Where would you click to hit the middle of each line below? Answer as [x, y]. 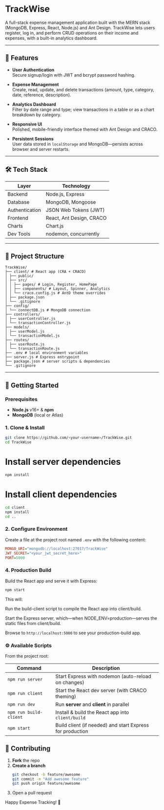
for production [72, 731]
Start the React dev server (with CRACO [101, 690]
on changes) [70, 682]
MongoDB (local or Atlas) [38, 415]
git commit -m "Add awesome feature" [51, 779]
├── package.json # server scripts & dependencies [58, 362]
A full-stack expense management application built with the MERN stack [78, 22]
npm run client [25, 693]
